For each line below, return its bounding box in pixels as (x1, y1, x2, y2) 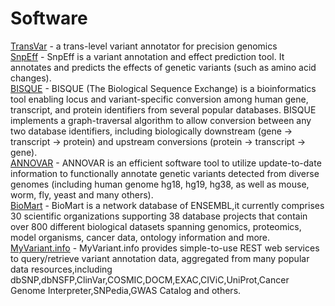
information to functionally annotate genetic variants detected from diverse (10, 167, 320, 179)
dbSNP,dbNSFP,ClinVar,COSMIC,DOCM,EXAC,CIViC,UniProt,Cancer (10, 273, 290, 286)
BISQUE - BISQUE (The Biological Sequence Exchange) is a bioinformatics (10, 82, 317, 94)
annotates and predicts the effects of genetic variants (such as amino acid (10, 61, 317, 73)
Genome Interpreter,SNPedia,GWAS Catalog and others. (10, 284, 242, 296)
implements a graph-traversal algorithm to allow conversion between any (10, 114, 312, 126)
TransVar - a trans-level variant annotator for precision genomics (10, 40, 278, 52)
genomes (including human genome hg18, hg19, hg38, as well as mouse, (10, 178, 310, 190)
